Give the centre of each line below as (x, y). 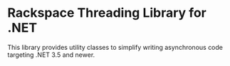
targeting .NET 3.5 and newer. (51, 55)
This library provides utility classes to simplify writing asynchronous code (115, 47)
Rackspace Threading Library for (107, 13)
